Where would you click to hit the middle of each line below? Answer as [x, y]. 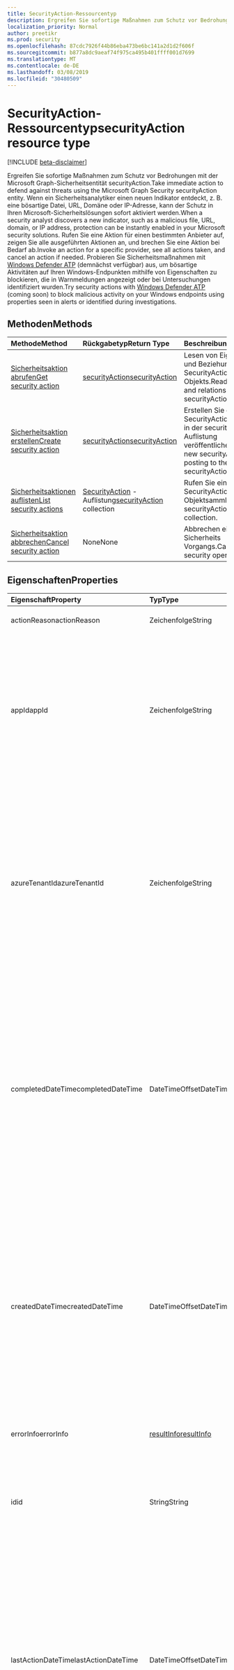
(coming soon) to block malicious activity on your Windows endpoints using [116, 295]
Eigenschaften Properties [63, 580]
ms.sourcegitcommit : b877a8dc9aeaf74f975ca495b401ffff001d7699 [101, 53]
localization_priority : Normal [53, 27]
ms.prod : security [34, 40]
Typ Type [164, 599]
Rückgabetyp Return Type [126, 344]
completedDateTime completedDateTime [77, 1089]
